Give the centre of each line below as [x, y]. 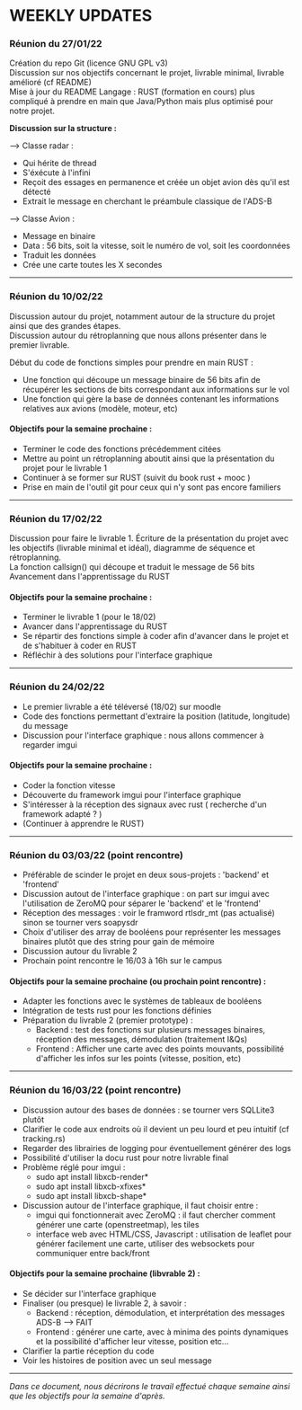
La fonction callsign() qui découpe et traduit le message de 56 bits [132, 567]
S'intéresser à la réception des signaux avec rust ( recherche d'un [144, 804]
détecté [36, 192]
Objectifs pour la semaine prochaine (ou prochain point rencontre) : [138, 981]
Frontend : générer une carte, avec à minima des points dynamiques [162, 1332]
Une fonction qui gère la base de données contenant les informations [151, 399]
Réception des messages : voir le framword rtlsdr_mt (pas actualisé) [149, 913]
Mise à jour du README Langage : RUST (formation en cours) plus [132, 92]
